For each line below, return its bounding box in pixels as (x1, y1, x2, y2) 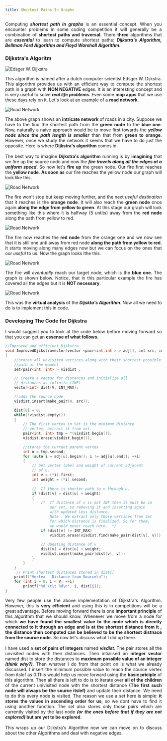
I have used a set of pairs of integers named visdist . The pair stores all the (5, 645, 162, 651)
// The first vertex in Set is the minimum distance (23, 422, 135, 427)
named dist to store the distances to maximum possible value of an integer (5, 656, 162, 662)
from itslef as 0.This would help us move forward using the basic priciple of (5, 672, 162, 678)
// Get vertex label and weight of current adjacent (31, 463, 143, 468)
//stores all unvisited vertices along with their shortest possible (14, 357, 162, 362)
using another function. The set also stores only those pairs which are (5, 703, 162, 709)
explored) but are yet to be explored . (5, 714, 82, 720)
